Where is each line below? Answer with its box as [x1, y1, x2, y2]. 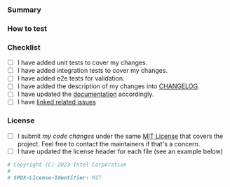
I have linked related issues [17, 98, 96, 106]
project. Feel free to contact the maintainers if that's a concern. [17, 139, 201, 148]
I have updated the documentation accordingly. [17, 90, 154, 99]
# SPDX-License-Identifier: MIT [7, 174, 102, 181]
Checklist [7, 42, 41, 52]
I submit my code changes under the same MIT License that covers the [17, 132, 224, 140]
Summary [7, 5, 42, 15]
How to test [7, 23, 48, 33]
